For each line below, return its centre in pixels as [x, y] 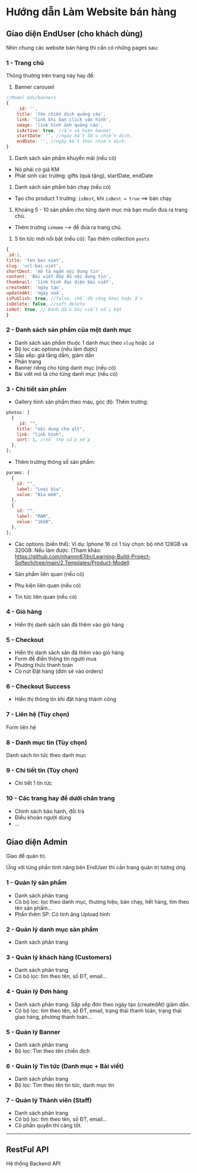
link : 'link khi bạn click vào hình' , [64, 120]
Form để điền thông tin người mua [55, 659]
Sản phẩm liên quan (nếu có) [49, 574]
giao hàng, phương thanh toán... [53, 1016]
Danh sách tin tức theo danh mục [46, 755]
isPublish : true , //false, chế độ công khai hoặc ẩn [74, 299]
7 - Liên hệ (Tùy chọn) [38, 714]
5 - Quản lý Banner [33, 1032]
